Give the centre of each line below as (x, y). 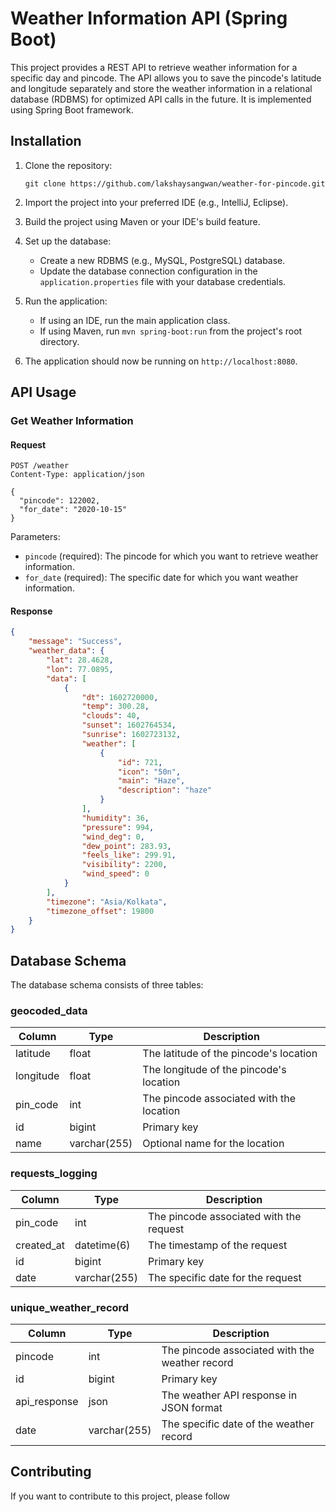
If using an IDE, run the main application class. (135, 320)
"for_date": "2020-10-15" (73, 510)
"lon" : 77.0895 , (80, 669)
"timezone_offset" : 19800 (100, 911)
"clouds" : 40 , (111, 716)
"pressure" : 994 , (118, 827)
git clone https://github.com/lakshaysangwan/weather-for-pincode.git (175, 183)
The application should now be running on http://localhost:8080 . (161, 361)
